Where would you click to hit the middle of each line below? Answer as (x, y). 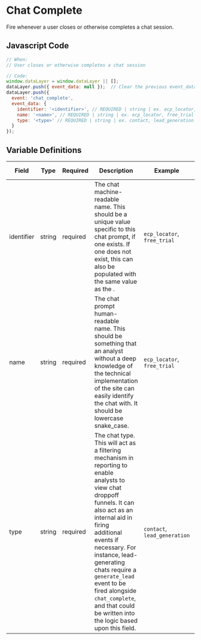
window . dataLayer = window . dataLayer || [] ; (63, 81)
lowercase (109, 418)
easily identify (114, 396)
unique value (112, 222)
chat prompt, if (115, 237)
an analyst (109, 351)
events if (106, 540)
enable (104, 473)
